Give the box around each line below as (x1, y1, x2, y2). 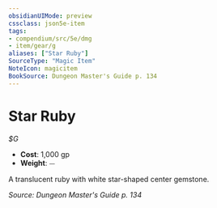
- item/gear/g (8, 42, 57, 50)
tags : (8, 27, 27, 35)
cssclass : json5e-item (8, 19, 85, 28)
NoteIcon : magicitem (8, 65, 79, 73)
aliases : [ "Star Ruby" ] (8, 49, 89, 57)
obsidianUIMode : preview (8, 11, 92, 20)
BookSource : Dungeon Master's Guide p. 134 (8, 72, 158, 80)
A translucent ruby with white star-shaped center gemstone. (8, 174, 210, 184)
